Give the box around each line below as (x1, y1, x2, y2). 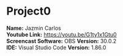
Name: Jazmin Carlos (6, 24, 61, 32)
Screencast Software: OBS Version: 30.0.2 (6, 37, 117, 44)
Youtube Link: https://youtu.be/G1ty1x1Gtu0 (6, 30, 117, 38)
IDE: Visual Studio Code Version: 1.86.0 (6, 44, 106, 51)
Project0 (6, 4, 51, 18)
